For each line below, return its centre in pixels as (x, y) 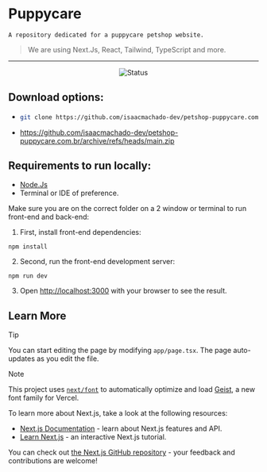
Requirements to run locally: (80, 166)
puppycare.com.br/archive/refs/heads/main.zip (97, 140)
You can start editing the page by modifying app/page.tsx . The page (120, 351)
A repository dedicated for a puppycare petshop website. (106, 35)
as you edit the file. (68, 359)
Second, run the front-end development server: (97, 262)
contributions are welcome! (53, 461)
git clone (36, 117)
